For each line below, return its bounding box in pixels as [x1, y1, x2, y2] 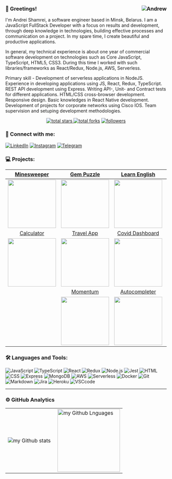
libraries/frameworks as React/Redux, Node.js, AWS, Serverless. [5, 65, 141, 72]
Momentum [71, 288, 99, 295]
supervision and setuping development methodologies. [5, 108, 122, 114]
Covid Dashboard [117, 229, 160, 237]
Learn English [121, 170, 156, 178]
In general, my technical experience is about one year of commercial [5, 49, 150, 55]
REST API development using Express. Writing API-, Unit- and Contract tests [5, 86, 166, 92]
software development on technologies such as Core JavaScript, [5, 54, 142, 60]
